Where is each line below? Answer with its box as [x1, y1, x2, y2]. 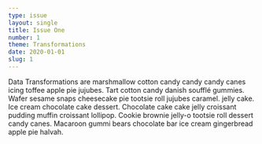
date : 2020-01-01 [8, 48, 65, 56]
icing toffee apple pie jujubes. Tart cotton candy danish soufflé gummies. [8, 85, 245, 94]
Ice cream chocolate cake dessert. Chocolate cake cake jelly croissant [8, 102, 237, 111]
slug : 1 [8, 56, 34, 64]
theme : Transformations [8, 41, 87, 49]
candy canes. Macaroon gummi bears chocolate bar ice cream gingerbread [8, 119, 253, 128]
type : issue [8, 11, 47, 20]
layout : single [8, 19, 58, 27]
